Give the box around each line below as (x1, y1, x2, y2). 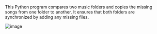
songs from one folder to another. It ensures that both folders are (5, 9, 135, 15)
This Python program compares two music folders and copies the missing (5, 4, 153, 10)
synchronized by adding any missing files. (5, 14, 89, 20)
